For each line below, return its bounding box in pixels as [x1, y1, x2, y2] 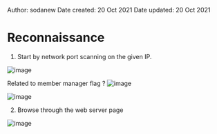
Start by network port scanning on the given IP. [17, 52, 152, 60]
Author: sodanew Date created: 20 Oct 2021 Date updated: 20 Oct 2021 [7, 6, 211, 14]
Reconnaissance [7, 30, 105, 45]
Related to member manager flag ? [7, 79, 106, 87]
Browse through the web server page [17, 106, 124, 114]
